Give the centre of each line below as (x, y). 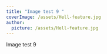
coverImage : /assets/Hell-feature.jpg (53, 17)
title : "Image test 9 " (35, 11)
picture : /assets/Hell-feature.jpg (55, 28)
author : (16, 22)
